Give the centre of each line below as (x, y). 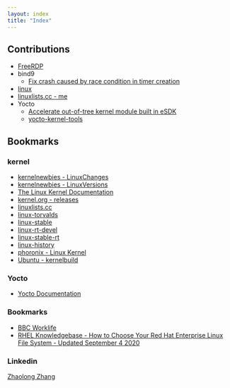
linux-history (36, 245)
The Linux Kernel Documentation (65, 192)
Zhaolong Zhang (31, 376)
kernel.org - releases (48, 200)
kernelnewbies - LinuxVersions (63, 184)
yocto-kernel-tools (56, 119)
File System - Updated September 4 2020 (79, 343)
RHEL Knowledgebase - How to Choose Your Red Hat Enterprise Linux (120, 335)
